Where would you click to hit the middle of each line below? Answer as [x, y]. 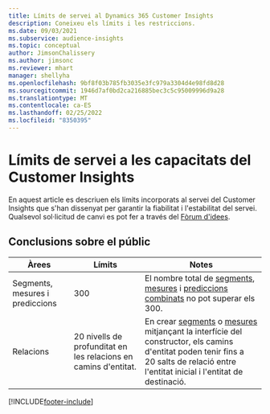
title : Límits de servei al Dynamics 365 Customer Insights [111, 16]
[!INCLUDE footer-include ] [51, 401]
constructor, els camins [189, 341]
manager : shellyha [39, 76]
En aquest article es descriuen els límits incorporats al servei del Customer [132, 199]
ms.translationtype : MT [48, 98]
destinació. [165, 381]
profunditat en [100, 346]
